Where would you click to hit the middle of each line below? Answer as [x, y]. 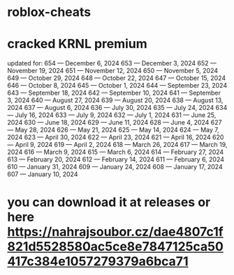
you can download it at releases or [109, 202]
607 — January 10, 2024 [43, 174]
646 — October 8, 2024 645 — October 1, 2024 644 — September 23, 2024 [117, 86]
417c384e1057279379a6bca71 [98, 261]
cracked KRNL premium [78, 44]
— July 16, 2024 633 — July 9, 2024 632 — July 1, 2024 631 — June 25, [112, 115]
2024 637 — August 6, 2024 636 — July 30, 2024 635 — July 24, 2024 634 [117, 108]
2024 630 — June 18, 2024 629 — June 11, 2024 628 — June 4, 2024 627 [115, 123]
